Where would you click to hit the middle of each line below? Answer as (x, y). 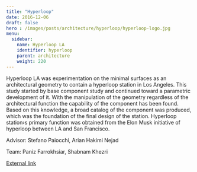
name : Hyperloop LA (41, 45)
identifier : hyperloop (45, 50)
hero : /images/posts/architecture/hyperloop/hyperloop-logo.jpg (88, 28)
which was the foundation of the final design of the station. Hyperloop (91, 116)
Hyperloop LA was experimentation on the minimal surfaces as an (86, 78)
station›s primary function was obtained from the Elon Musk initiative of (93, 122)
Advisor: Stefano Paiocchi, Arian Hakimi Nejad (62, 140)
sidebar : (22, 39)
